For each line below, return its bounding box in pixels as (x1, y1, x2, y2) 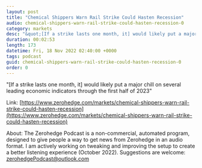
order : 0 (6, 64, 28, 71)
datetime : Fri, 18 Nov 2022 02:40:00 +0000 (6, 48, 117, 54)
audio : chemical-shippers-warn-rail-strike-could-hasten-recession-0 (6, 20, 185, 26)
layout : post (6, 8, 39, 15)
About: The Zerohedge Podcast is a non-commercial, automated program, (6, 130, 190, 137)
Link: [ (6, 99, 22, 106)
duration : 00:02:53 (6, 37, 55, 43)
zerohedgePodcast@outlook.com (6, 155, 90, 163)
